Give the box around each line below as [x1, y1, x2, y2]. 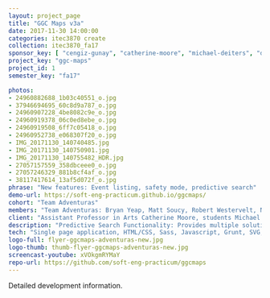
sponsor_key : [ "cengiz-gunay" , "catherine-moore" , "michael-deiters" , [8, 49, 253, 57]
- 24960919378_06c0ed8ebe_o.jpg [8, 116, 117, 125]
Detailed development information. [8, 280, 123, 290]
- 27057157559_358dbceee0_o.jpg [8, 161, 117, 169]
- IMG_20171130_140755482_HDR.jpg [8, 154, 125, 162]
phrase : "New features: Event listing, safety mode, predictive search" [8, 184, 257, 192]
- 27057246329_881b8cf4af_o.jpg [8, 168, 117, 177]
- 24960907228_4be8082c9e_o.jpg [8, 109, 117, 117]
